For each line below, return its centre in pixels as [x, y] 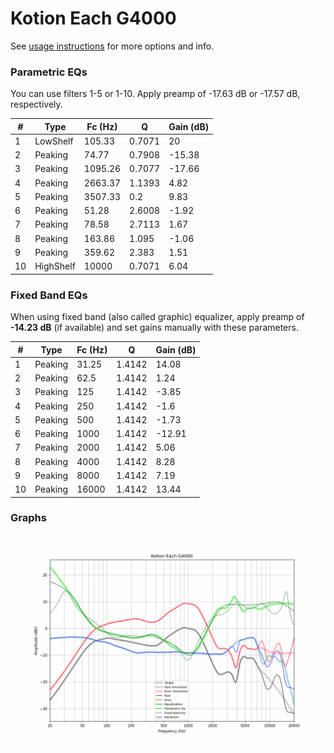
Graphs [28, 518]
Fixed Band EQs [49, 295]
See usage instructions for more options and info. [112, 46]
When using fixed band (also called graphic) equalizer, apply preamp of [157, 317]
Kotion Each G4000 [93, 18]
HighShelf [55, 266]
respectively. [36, 104]
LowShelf [54, 141]
